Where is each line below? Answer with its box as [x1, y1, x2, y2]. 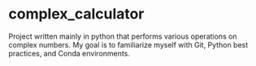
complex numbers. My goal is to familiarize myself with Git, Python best [8, 39, 249, 49]
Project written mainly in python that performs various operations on [8, 31, 237, 41]
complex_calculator [8, 5, 145, 23]
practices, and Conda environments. [8, 48, 130, 58]
